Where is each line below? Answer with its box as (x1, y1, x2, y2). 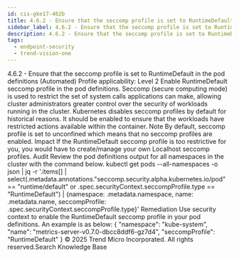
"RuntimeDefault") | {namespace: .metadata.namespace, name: (7, 189, 193, 198)
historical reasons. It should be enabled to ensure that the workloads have (7, 114, 225, 123)
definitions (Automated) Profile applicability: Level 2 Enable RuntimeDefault (7, 77, 228, 85)
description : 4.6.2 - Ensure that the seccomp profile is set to (7, 30, 205, 38)
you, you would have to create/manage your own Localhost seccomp (7, 145, 210, 153)
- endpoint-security (14, 43, 75, 50)
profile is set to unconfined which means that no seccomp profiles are (7, 129, 213, 138)
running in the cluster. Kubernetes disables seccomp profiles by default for (7, 107, 226, 116)
